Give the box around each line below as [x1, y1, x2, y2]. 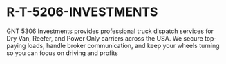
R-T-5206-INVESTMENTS [6, 4, 158, 20]
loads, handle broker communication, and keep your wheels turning [27, 41, 220, 50]
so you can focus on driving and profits [6, 49, 118, 57]
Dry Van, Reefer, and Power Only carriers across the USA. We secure [6, 34, 203, 42]
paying [6, 41, 26, 50]
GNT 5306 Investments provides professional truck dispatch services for [6, 27, 214, 35]
